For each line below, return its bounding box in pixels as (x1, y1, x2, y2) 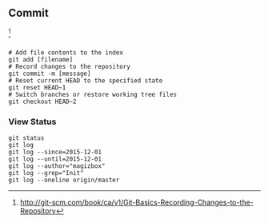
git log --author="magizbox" (8, 162, 106, 170)
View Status (8, 116, 57, 127)
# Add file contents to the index (8, 48, 124, 57)
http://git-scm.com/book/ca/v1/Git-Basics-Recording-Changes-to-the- (19, 197, 254, 207)
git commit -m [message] (8, 70, 91, 78)
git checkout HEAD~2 (8, 98, 78, 106)
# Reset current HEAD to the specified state (8, 76, 163, 85)
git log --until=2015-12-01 (8, 155, 102, 163)
